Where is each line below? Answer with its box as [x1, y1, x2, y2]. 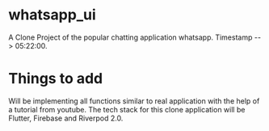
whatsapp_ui [8, 6, 97, 24]
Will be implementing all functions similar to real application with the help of [8, 95, 260, 106]
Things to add [8, 70, 103, 88]
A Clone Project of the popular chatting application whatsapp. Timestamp [8, 32, 253, 42]
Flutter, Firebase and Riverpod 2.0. [8, 113, 124, 123]
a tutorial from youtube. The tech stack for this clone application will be [8, 104, 246, 114]
